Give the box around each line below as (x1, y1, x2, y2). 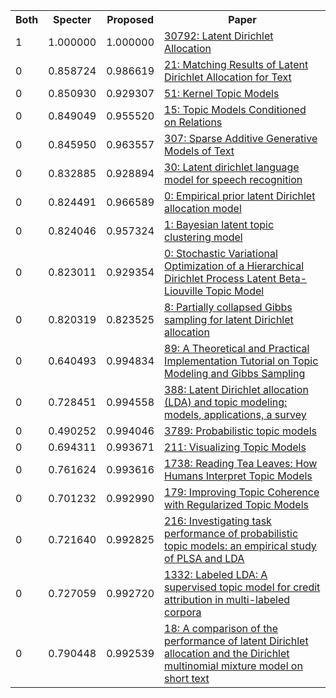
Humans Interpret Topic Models (164, 469, 313, 483)
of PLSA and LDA (164, 552, 245, 565)
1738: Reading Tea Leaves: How (164, 457, 318, 470)
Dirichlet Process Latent (164, 272, 277, 285)
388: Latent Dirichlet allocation (164, 383, 309, 396)
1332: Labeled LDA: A (164, 568, 268, 581)
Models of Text (164, 144, 235, 158)
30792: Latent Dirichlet (164, 29, 274, 43)
